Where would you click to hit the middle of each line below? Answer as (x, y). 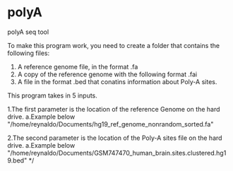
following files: (29, 53)
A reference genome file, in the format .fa (78, 66)
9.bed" (17, 160)
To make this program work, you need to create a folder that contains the (114, 45)
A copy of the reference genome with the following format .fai (107, 74)
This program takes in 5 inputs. (52, 95)
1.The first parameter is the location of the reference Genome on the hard (114, 109)
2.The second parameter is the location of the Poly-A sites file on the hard (115, 138)
